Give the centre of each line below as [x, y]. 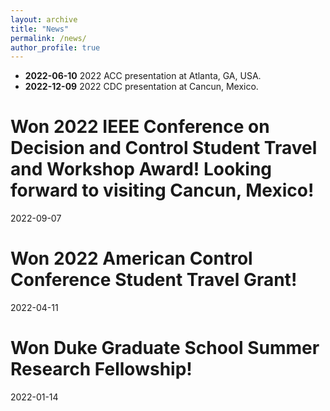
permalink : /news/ [48, 38]
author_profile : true [55, 47]
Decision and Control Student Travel [164, 148]
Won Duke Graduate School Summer [165, 348]
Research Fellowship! [101, 369]
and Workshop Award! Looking [141, 169]
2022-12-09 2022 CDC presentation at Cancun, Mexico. [141, 87]
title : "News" [40, 29]
